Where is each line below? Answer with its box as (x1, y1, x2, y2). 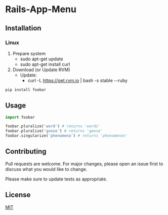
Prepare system (12, 50, 46, 56)
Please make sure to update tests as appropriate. (5, 176, 108, 182)
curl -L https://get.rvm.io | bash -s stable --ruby (27, 77, 128, 83)
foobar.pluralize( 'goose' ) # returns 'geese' (5, 128, 103, 134)
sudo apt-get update (20, 56, 63, 62)
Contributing (5, 147, 47, 156)
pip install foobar (5, 87, 47, 92)
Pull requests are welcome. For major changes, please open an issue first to (5, 161, 163, 167)
